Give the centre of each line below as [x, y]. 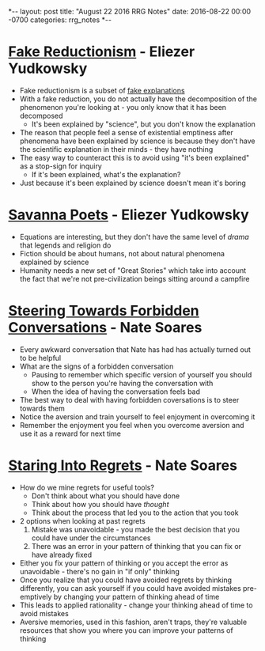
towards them [42, 408]
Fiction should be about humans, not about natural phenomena [122, 253]
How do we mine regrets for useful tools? [87, 487]
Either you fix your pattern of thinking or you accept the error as [124, 563]
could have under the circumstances [91, 538]
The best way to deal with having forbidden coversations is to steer [129, 399]
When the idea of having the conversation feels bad [115, 392]
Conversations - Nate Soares [105, 328]
